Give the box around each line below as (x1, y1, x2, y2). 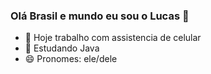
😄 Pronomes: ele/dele (24, 53, 118, 65)
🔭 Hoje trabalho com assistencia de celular (24, 32, 202, 44)
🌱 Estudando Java (24, 42, 100, 54)
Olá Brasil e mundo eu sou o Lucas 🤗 (10, 9, 190, 23)
